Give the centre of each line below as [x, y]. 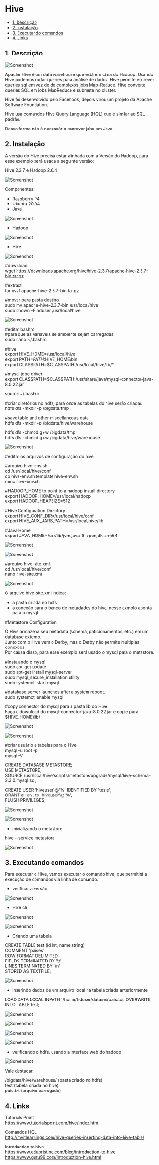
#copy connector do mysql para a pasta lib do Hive [56, 706]
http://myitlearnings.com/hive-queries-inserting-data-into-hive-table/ [75, 1137]
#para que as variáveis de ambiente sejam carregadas [59, 334]
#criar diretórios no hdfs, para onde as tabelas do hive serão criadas [74, 403]
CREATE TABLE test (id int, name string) [45, 945]
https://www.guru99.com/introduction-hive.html [53, 1157]
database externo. [23, 637]
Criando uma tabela [32, 936]
